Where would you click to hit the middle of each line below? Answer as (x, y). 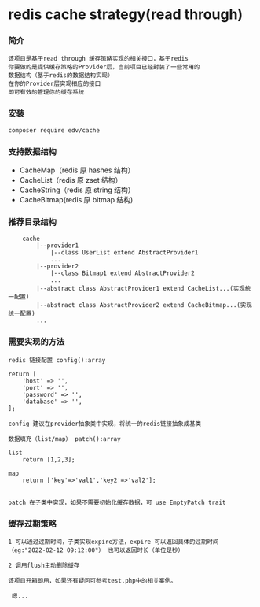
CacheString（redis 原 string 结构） (77, 190)
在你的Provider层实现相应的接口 (55, 84)
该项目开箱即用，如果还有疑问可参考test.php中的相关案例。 (92, 580)
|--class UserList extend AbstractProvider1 (124, 253)
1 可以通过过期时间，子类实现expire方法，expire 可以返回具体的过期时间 (114, 542)
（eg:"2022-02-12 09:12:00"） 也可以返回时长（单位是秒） (96, 550)
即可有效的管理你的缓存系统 (46, 92)
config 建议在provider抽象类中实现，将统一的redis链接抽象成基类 (105, 424)
